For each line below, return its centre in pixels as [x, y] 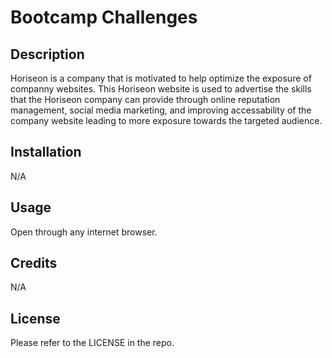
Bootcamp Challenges [104, 17]
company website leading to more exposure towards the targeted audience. [166, 120]
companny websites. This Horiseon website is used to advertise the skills [161, 89]
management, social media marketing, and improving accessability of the [161, 110]
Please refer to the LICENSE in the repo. [92, 343]
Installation [46, 152]
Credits [34, 263]
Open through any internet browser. [84, 232]
